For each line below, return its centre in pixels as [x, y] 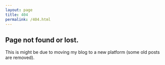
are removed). [20, 58]
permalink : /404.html [28, 19]
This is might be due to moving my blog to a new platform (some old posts [83, 52]
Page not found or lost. [42, 40]
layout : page [19, 10]
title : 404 [17, 15]
